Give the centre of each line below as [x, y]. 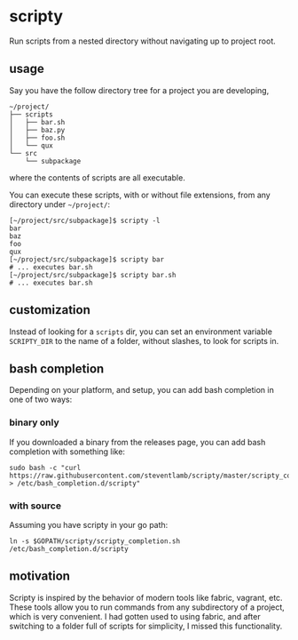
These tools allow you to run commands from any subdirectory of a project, [147, 607]
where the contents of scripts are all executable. [98, 177]
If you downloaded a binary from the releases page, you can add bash [137, 442]
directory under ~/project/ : [60, 204]
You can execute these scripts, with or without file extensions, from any [140, 195]
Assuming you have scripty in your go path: [89, 524]
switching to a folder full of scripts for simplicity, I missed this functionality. [146, 626]
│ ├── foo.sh [37, 138]
